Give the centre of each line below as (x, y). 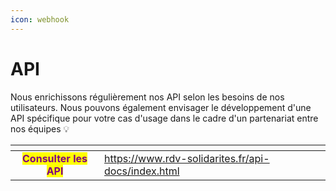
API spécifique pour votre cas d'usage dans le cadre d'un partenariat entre (164, 118)
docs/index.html (142, 171)
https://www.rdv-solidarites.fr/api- (187, 158)
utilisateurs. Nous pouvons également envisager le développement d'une (161, 107)
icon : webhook (40, 19)
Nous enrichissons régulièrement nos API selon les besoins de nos (147, 97)
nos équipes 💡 (40, 128)
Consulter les (55, 158)
